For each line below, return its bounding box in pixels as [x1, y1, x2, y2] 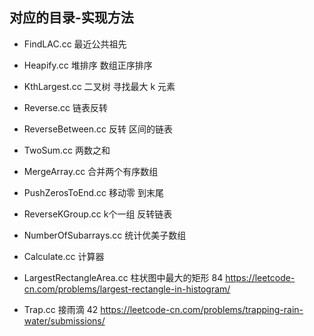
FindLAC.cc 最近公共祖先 [23, 38, 127, 50]
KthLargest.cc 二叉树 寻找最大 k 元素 [23, 80, 176, 92]
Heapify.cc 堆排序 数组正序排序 [23, 59, 153, 71]
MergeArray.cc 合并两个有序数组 [23, 165, 159, 177]
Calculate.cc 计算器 [23, 250, 105, 262]
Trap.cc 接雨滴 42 [23, 303, 99, 315]
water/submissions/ [23, 314, 106, 327]
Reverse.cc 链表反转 [23, 101, 109, 113]
